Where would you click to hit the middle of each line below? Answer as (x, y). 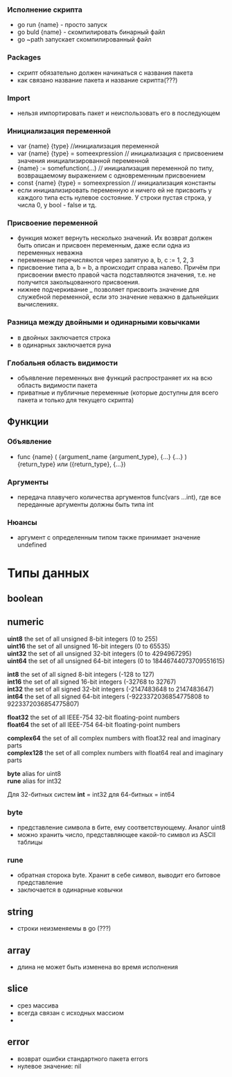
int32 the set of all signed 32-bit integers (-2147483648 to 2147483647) (110, 689)
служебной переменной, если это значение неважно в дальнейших (118, 297)
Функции (28, 422)
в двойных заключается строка (64, 337)
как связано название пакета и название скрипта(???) (97, 80)
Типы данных (48, 573)
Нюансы (23, 522)
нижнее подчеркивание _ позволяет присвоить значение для (108, 290)
